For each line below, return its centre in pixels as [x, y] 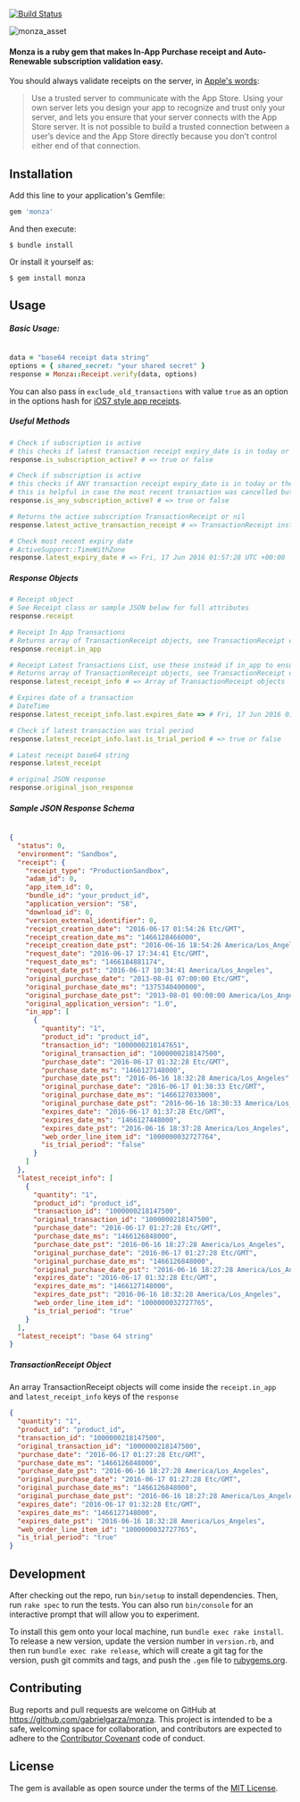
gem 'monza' [31, 212]
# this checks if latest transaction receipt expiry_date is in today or [150, 451]
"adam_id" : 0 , [51, 879]
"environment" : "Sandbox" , [67, 854]
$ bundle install [42, 245]
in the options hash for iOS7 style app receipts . [96, 400]
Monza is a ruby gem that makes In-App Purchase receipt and [126, 51]
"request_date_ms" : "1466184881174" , [96, 962]
